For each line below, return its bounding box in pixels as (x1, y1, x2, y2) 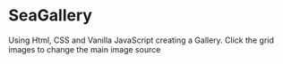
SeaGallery (8, 5, 93, 26)
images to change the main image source (8, 44, 161, 54)
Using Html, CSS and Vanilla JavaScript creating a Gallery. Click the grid (8, 35, 275, 45)
